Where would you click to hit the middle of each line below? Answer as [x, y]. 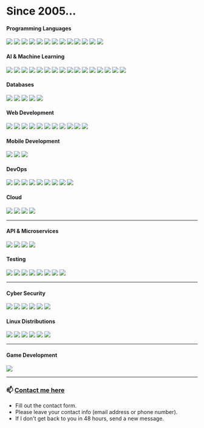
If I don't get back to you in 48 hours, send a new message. [90, 418]
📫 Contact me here [36, 390]
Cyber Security [26, 293]
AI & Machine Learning [36, 56]
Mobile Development [33, 141]
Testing [16, 259]
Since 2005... [41, 11]
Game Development [32, 355]
